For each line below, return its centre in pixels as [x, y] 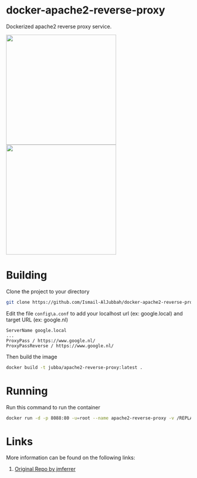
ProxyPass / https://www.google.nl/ [51, 341]
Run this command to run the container [53, 407]
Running [27, 391]
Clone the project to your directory [48, 291]
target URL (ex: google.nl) [37, 320]
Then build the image [32, 357]
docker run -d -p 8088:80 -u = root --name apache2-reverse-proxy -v [90, 418]
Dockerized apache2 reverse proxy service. [59, 26]
